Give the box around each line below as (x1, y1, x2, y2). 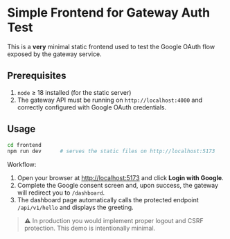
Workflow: (7, 161, 37, 169)
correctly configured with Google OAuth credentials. (17, 103, 167, 112)
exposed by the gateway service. (7, 50, 102, 58)
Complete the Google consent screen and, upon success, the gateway (17, 182, 219, 190)
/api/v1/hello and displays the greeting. (17, 203, 134, 212)
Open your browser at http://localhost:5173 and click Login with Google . (17, 174, 224, 182)
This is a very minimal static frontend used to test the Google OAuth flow (7, 42, 215, 51)
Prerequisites (7, 70, 67, 82)
